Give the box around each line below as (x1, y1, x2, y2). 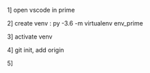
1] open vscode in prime (7, 6, 75, 14)
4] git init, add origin (7, 46, 64, 54)
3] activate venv (7, 32, 53, 41)
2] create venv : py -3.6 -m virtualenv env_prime (7, 19, 144, 27)
